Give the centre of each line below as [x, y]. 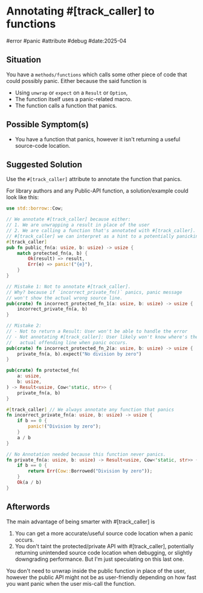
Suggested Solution [44, 164]
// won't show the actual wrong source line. [64, 298]
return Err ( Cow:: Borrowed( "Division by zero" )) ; [90, 471]
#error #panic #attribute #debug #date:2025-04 [66, 41]
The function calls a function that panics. [66, 105]
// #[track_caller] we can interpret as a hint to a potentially [90, 236]
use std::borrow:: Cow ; [35, 208]
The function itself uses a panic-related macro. [73, 99]
